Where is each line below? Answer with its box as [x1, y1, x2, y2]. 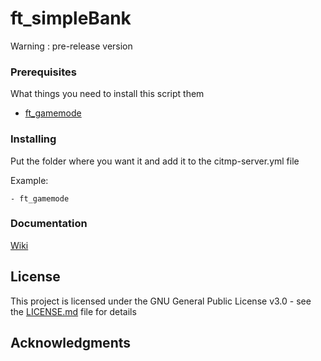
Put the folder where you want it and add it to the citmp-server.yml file [10, 155, 300, 167]
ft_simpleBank [10, 7, 132, 30]
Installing [10, 132, 57, 146]
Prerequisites [10, 65, 77, 79]
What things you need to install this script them [10, 88, 205, 100]
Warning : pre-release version [10, 40, 133, 52]
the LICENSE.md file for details [10, 305, 137, 317]
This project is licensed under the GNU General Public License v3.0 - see [10, 295, 312, 307]
